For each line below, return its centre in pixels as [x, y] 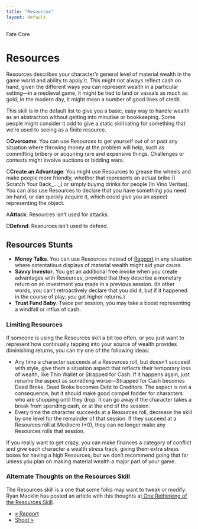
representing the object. [35, 203]
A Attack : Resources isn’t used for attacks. [58, 214]
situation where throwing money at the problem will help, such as [85, 148]
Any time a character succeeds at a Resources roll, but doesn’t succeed [102, 361]
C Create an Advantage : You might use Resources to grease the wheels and [98, 172]
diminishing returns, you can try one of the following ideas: [78, 350]
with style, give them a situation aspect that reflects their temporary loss [103, 368]
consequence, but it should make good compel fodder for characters [99, 393]
